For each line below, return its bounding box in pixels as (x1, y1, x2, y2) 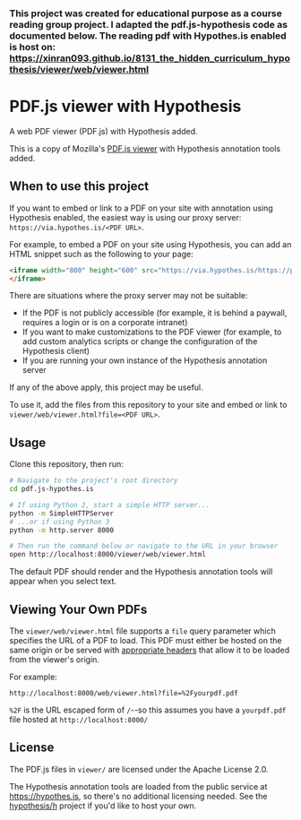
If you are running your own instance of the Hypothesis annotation (21, 355, 268, 366)
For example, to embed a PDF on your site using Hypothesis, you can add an (9, 238, 292, 249)
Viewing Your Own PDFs (9, 601, 148, 617)
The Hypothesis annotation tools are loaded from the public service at (9, 781, 268, 791)
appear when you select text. (9, 576, 117, 587)
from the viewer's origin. (9, 654, 100, 665)
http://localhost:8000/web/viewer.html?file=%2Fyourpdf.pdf (9, 689, 239, 698)
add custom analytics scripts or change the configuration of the (21, 336, 258, 347)
